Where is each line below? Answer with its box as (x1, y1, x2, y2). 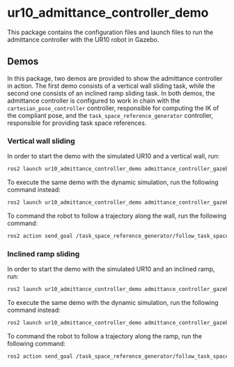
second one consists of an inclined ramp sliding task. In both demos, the (7, 89, 215, 97)
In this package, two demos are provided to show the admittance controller (7, 74, 223, 82)
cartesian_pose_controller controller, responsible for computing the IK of (7, 103, 219, 112)
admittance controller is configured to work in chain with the (7, 96, 180, 105)
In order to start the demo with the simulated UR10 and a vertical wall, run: (7, 152, 220, 160)
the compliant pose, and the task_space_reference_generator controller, (7, 111, 214, 119)
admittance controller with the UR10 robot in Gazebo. (7, 35, 159, 43)
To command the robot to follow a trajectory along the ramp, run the (7, 331, 203, 340)
